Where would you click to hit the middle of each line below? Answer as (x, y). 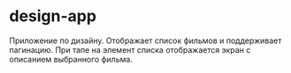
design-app (53, 16)
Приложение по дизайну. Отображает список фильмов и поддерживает (145, 40)
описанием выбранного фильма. (71, 59)
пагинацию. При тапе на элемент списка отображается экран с (130, 49)
